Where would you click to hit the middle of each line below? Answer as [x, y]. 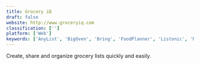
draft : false [22, 17]
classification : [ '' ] [33, 28]
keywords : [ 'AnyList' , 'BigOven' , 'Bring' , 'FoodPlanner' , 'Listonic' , [97, 39]
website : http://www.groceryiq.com [50, 22]
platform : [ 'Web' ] [29, 34]
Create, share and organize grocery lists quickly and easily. [79, 56]
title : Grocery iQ [29, 12]
